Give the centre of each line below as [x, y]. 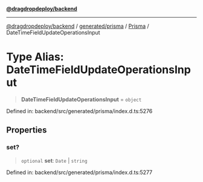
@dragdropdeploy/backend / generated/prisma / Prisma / [78, 26]
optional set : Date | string [54, 160]
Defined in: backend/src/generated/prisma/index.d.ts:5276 [79, 111]
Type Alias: [35, 57]
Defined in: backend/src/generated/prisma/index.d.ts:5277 [79, 172]
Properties [27, 130]
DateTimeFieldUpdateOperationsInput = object [81, 99]
